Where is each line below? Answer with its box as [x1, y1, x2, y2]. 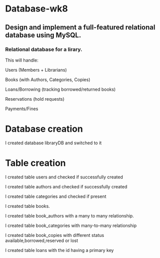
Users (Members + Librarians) [5, 67, 67, 73]
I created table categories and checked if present [5, 193, 107, 199]
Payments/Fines [5, 106, 38, 112]
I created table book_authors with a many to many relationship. [5, 212, 134, 218]
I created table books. [5, 203, 50, 209]
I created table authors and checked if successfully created [5, 183, 128, 189]
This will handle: [5, 57, 39, 63]
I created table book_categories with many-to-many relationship [5, 222, 137, 228]
